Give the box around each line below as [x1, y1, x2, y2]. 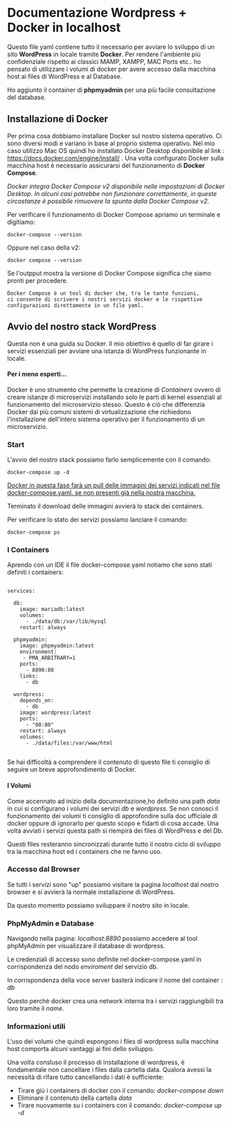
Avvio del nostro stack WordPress [7, 321, 157, 333]
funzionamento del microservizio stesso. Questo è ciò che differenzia [7, 400, 206, 408]
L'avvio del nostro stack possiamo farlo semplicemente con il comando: [7, 455, 211, 464]
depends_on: [19, 697, 54, 704]
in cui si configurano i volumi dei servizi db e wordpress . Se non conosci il [7, 804, 219, 813]
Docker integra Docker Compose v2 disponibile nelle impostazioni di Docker [7, 182, 225, 190]
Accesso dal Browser [7, 864, 80, 874]
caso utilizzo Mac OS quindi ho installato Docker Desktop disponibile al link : [7, 146, 225, 154]
